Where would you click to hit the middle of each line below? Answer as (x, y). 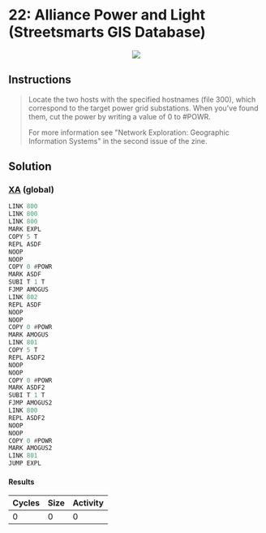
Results (21, 482)
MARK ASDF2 (27, 388)
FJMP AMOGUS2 (30, 403)
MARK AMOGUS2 (30, 448)
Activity (88, 503)
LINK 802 (23, 297)
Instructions (40, 80)
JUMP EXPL (25, 464)
